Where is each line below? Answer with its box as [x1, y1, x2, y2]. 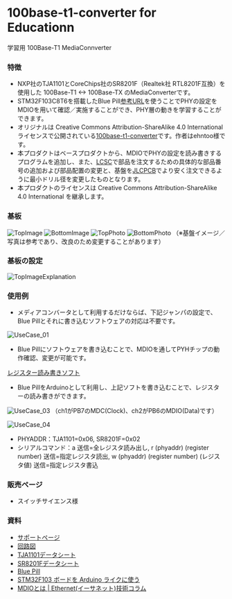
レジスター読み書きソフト [7, 369, 80, 377]
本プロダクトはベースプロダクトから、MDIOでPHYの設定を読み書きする [17, 149, 222, 158]
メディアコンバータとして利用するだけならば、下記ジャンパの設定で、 [17, 308, 217, 317]
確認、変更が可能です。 [23, 354, 90, 362]
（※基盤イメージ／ [172, 228, 225, 237]
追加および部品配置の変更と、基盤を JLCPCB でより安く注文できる [29, 167, 217, 175]
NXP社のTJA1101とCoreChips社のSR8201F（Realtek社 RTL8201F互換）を [17, 80, 226, 88]
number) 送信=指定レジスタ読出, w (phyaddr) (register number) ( [17, 453, 202, 461]
